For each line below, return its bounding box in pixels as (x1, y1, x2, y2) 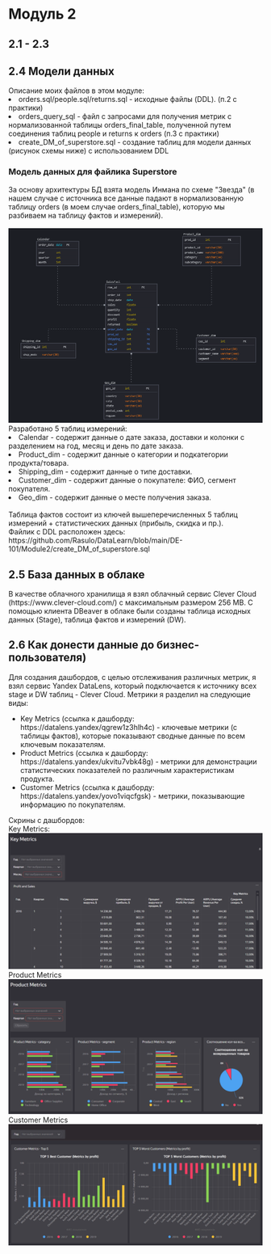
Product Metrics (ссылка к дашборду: (19, 748, 148, 758)
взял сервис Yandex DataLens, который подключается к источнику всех (8, 681, 257, 690)
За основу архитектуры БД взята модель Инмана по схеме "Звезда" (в (8, 184, 255, 194)
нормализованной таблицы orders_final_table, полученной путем (8, 120, 231, 130)
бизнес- (156, 638, 200, 652)
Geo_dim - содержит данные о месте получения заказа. (19, 492, 212, 502)
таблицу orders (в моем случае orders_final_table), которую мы (8, 201, 226, 211)
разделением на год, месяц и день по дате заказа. (8, 441, 184, 451)
